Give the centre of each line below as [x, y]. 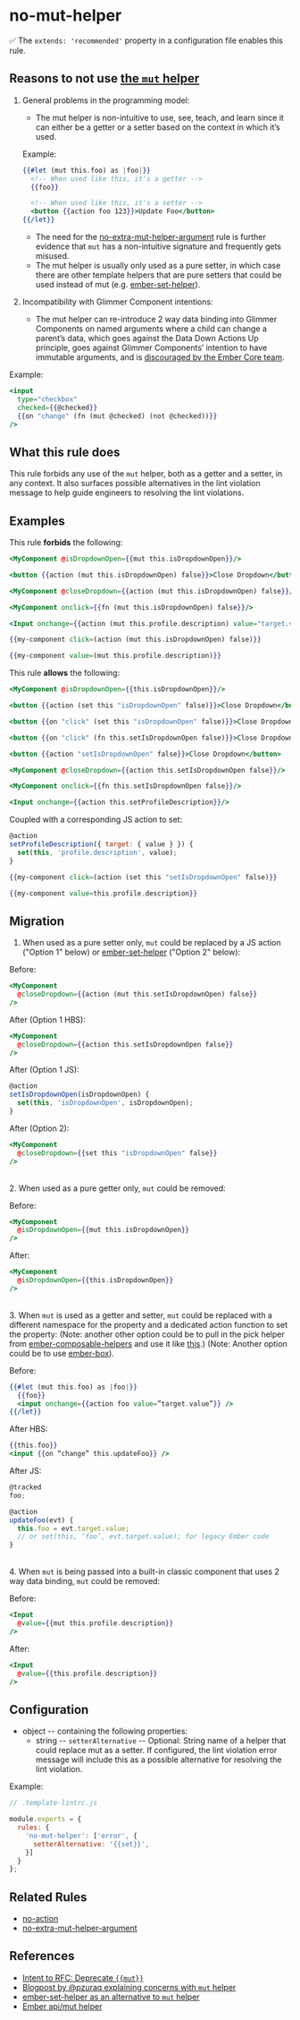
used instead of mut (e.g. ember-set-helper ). [118, 284]
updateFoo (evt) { [42, 1520]
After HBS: [29, 1429]
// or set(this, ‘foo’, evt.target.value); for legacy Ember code [143, 1536]
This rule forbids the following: [66, 542]
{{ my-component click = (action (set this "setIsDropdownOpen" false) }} [143, 877]
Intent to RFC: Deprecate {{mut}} [83, 1977]
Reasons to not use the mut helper [104, 78]
